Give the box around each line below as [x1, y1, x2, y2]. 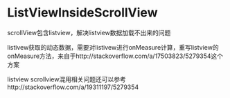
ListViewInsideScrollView [7, 5, 158, 21]
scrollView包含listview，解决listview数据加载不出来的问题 [7, 28, 171, 37]
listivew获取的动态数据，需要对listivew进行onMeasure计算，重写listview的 [7, 43, 220, 51]
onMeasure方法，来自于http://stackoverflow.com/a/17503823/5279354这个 [7, 52, 224, 60]
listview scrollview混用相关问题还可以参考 [7, 75, 126, 84]
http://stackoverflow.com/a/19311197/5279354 [7, 83, 139, 91]
